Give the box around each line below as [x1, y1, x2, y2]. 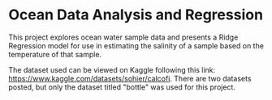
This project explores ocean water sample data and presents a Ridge [8, 32, 239, 42]
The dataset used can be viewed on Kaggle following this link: [8, 65, 216, 74]
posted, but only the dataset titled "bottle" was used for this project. [8, 82, 235, 92]
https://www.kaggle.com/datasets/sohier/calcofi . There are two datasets [8, 73, 252, 83]
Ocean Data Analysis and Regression [8, 6, 264, 24]
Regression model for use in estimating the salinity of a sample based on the [8, 40, 264, 50]
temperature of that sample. [8, 49, 102, 59]
